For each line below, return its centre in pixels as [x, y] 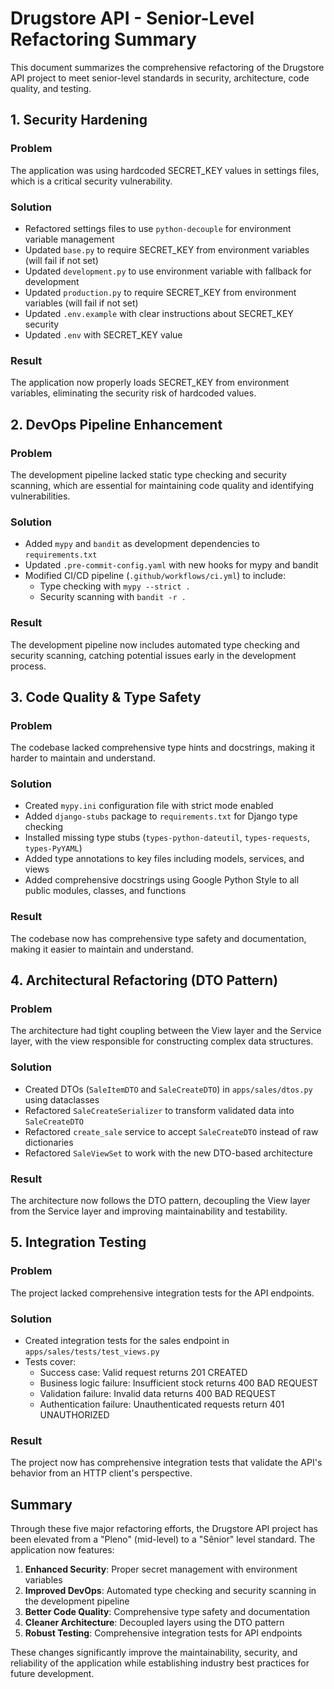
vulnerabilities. [40, 496]
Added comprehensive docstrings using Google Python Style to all [162, 880]
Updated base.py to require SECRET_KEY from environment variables [167, 249]
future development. [52, 1674]
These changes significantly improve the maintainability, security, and [154, 1653]
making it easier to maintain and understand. [102, 949]
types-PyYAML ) [53, 848]
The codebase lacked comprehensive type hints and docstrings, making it [163, 748]
